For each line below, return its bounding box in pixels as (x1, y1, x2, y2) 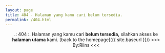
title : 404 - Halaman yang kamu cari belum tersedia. (5, 12, 123, 17)
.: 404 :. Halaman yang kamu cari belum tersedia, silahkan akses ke (14, 31, 158, 38)
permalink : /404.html (5, 17, 52, 22)
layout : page (5, 7, 33, 13)
